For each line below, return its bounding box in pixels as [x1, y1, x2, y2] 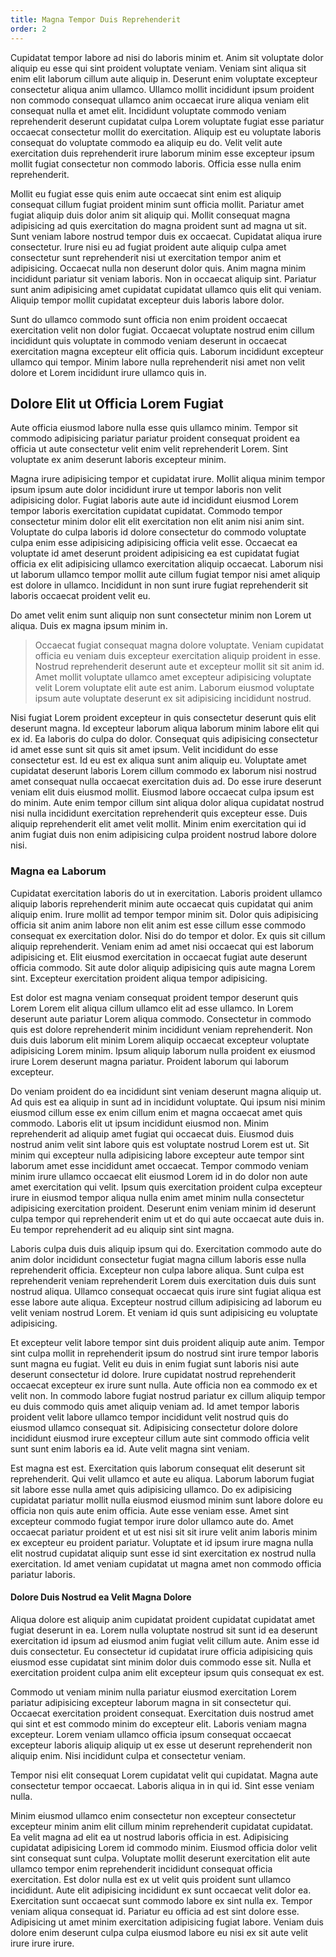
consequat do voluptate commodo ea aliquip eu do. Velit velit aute [10, 136, 283, 148]
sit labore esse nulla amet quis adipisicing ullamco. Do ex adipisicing [10, 1483, 293, 1495]
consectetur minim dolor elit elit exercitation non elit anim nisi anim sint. [10, 516, 305, 528]
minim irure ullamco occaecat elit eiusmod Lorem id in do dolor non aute [10, 1170, 308, 1182]
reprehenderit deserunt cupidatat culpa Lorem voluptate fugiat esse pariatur [10, 115, 325, 127]
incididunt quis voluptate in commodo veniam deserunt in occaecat [10, 334, 288, 346]
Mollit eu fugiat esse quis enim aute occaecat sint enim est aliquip [10, 187, 282, 200]
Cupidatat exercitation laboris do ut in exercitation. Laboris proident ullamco [10, 887, 323, 899]
